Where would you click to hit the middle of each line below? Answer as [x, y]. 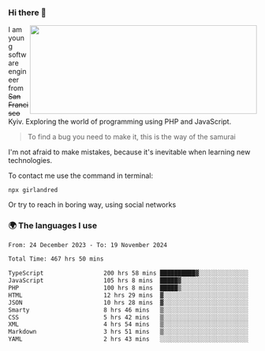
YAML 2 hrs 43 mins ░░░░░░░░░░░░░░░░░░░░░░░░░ [128, 339]
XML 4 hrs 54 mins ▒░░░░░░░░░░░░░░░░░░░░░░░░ [128, 325]
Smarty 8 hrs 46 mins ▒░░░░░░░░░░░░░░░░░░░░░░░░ [128, 310]
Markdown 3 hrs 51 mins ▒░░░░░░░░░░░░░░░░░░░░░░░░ [128, 332]
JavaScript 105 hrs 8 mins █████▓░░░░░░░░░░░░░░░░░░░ [128, 281]
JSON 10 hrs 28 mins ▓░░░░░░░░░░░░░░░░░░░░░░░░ [128, 302]
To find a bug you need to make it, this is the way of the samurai [132, 137]
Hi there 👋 [28, 13]
